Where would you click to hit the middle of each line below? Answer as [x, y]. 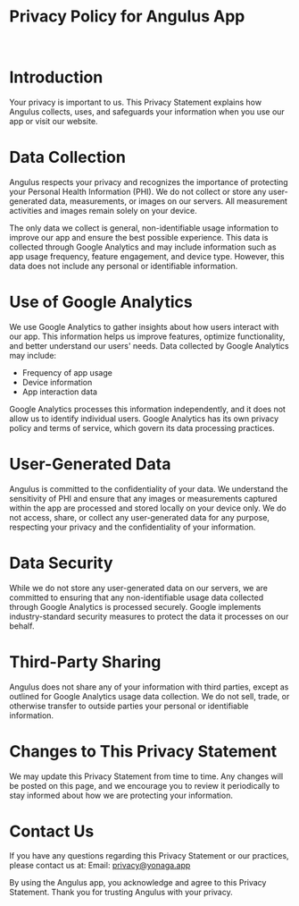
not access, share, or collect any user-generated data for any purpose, [140, 517]
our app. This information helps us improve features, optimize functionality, [147, 336]
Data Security [61, 563]
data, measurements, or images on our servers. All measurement [168, 201]
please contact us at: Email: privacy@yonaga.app [100, 866]
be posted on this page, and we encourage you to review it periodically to [145, 785]
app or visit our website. [54, 121]
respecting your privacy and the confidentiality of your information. [133, 527]
